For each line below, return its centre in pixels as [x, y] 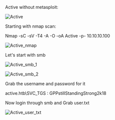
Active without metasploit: [32, 7]
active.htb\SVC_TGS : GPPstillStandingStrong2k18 [56, 93]
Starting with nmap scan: [30, 26]
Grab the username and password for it [45, 84]
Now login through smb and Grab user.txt [47, 103]
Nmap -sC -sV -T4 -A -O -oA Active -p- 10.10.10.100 [58, 36]
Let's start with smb [25, 55]
